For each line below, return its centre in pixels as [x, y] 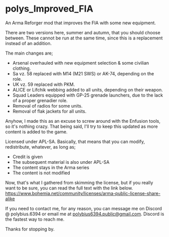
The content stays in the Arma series [51, 167]
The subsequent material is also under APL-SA [61, 162]
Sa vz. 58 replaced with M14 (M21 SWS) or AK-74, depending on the [83, 73]
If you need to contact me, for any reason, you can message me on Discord [84, 208]
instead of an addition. [29, 43]
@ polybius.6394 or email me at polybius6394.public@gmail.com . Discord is [85, 214]
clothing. [22, 68]
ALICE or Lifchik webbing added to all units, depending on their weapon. [88, 89]
